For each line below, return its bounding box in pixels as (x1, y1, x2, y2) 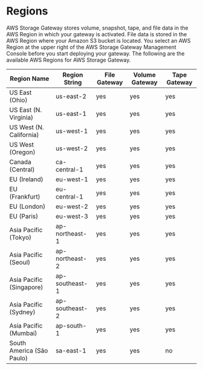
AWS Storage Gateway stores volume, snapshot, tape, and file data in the (6, 24, 188, 31)
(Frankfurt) (9, 192, 40, 200)
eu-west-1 (55, 175, 89, 183)
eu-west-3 (55, 212, 89, 220)
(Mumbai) (9, 329, 37, 337)
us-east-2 (55, 92, 86, 100)
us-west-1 (55, 127, 88, 135)
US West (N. (9, 123, 44, 131)
